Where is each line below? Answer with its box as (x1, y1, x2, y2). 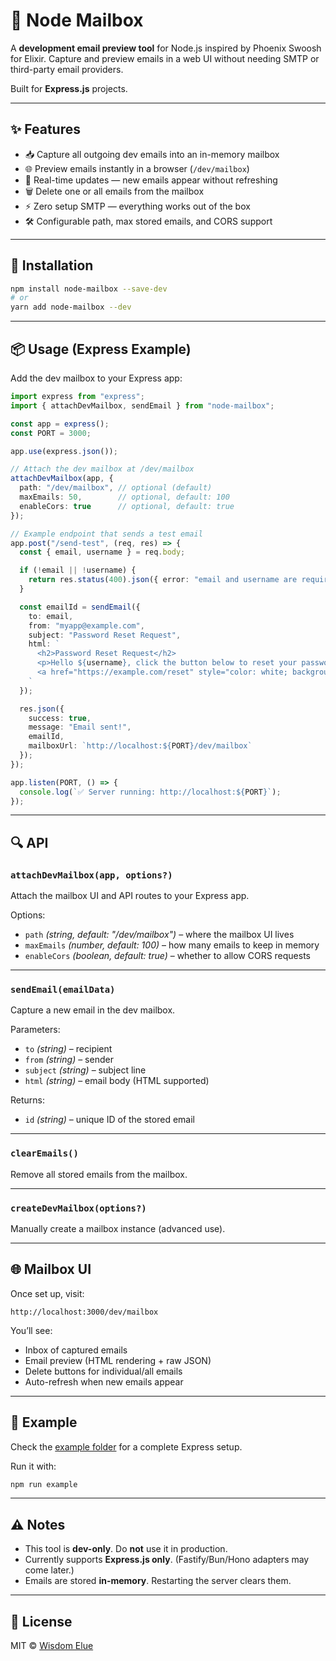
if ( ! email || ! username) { (19, 565, 137, 576)
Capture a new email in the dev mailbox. (10, 1004, 176, 1016)
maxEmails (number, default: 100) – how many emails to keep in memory (24, 939, 320, 951)
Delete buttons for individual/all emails (24, 1365, 183, 1377)
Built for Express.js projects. (10, 82, 128, 94)
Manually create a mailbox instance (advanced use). (10, 1222, 226, 1234)
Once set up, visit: (10, 1287, 85, 1299)
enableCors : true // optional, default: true (19, 501, 235, 511)
